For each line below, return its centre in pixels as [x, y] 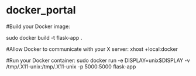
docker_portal [41, 10]
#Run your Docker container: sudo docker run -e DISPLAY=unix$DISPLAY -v [98, 60]
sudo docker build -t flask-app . [44, 37]
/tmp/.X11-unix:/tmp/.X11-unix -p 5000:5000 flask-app [71, 66]
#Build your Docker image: [38, 26]
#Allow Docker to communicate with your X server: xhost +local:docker [92, 49]
